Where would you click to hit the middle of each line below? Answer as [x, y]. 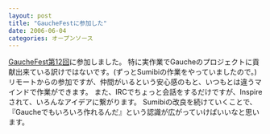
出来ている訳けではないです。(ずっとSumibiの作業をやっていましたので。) [136, 72]
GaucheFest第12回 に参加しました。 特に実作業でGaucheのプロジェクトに [131, 62]
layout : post [30, 16]
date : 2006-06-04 [37, 30]
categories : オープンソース [51, 38]
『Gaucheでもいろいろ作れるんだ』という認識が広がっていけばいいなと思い [134, 112]
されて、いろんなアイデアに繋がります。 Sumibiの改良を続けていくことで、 [133, 102]
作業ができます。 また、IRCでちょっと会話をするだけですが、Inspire [149, 92]
